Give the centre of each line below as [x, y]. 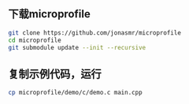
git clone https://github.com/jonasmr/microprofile [94, 33]
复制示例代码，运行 [55, 74]
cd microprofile [35, 40]
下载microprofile [49, 14]
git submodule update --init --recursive [77, 47]
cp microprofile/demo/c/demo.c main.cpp [76, 93]
